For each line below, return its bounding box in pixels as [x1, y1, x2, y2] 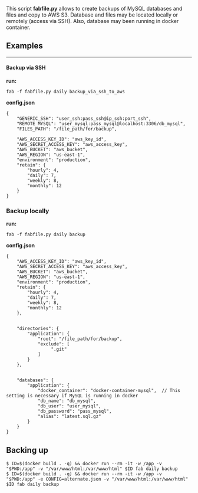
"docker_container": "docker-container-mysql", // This [37, 388, 181, 394]
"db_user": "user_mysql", [37, 403, 101, 409]
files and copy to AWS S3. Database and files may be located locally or [6, 11, 179, 18]
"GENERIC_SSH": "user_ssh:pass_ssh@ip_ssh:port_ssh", [16, 116, 151, 122]
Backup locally [6, 207, 49, 215]
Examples [6, 41, 43, 51]
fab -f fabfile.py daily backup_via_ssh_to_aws [6, 89, 126, 95]
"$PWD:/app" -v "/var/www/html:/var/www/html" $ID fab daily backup [6, 466, 178, 472]
